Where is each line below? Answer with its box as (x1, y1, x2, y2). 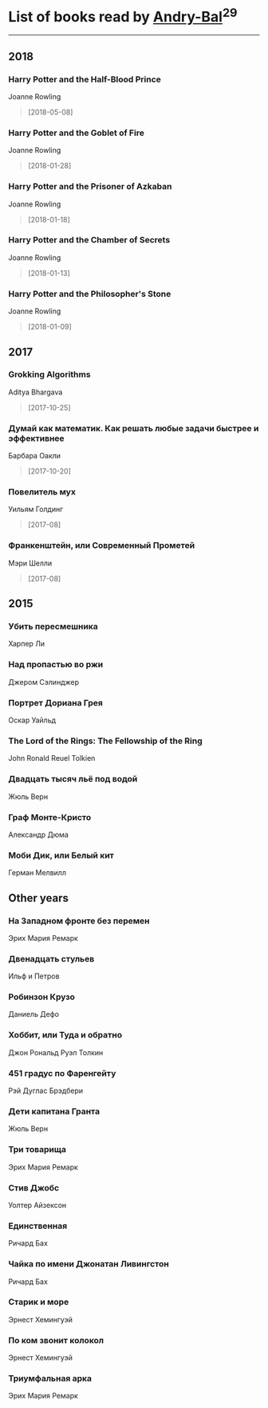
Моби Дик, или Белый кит (8, 850, 114, 861)
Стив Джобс (8, 1182, 60, 1193)
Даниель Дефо (8, 1010, 60, 1019)
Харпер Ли (8, 639, 45, 649)
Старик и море (8, 1297, 69, 1308)
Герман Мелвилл (8, 868, 66, 878)
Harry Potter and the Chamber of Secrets (8, 234, 171, 246)
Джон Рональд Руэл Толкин (8, 1047, 104, 1057)
